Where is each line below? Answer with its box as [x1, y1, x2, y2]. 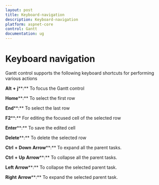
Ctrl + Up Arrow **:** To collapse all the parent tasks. [5, 154, 118, 161]
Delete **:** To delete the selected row [5, 135, 86, 141]
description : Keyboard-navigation [5, 17, 79, 22]
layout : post [5, 7, 33, 13]
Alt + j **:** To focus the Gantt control [5, 85, 85, 91]
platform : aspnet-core [5, 21, 53, 27]
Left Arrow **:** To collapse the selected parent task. [5, 164, 117, 170]
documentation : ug [5, 31, 44, 36]
